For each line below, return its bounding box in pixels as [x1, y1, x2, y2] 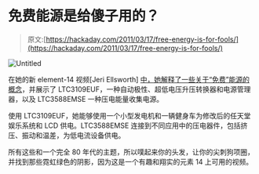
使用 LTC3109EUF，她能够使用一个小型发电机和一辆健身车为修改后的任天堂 [8, 111, 251, 120]
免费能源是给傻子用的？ [8, 7, 160, 25]
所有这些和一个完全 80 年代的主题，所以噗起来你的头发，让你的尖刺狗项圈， [8, 147, 255, 157]
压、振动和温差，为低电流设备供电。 [8, 130, 126, 140]
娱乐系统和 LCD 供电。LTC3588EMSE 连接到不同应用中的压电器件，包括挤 [8, 121, 248, 130]
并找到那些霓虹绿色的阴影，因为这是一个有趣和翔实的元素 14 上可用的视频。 [8, 157, 254, 166]
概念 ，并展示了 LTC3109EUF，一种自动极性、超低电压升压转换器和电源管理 [8, 84, 251, 94]
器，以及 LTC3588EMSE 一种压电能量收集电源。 [8, 94, 164, 103]
